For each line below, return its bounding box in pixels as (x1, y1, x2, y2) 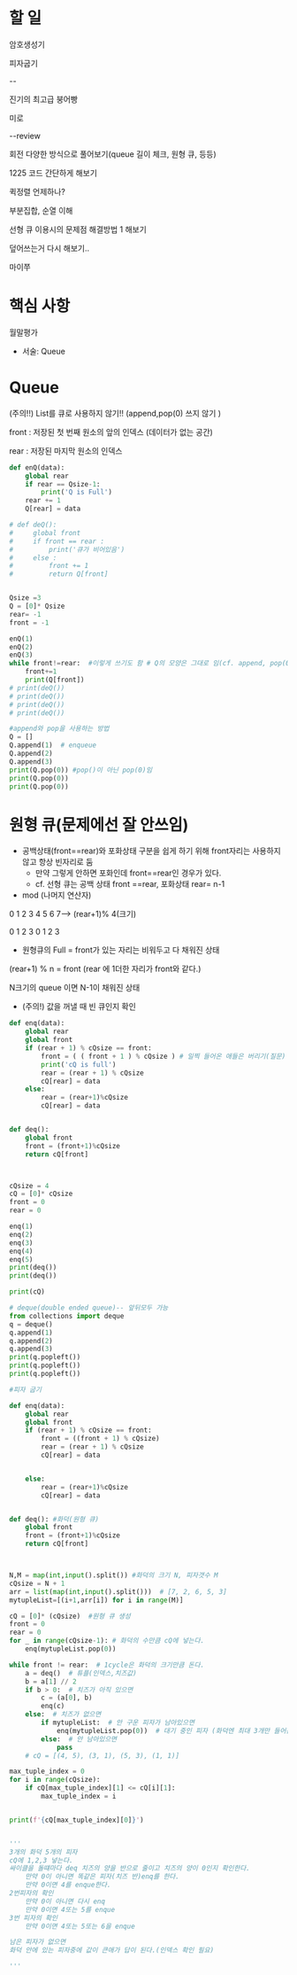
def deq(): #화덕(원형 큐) (9, 1514, 100, 1524)
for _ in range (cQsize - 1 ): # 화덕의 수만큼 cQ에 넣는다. (9, 1637, 205, 1645)
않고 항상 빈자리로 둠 (21, 857, 94, 867)
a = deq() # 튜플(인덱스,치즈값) (25, 1668, 137, 1677)
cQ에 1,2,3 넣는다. (9, 1855, 73, 1865)
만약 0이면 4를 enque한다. (25, 1880, 111, 1890)
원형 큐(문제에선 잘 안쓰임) (9, 814, 189, 835)
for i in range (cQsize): (9, 1776, 101, 1784)
